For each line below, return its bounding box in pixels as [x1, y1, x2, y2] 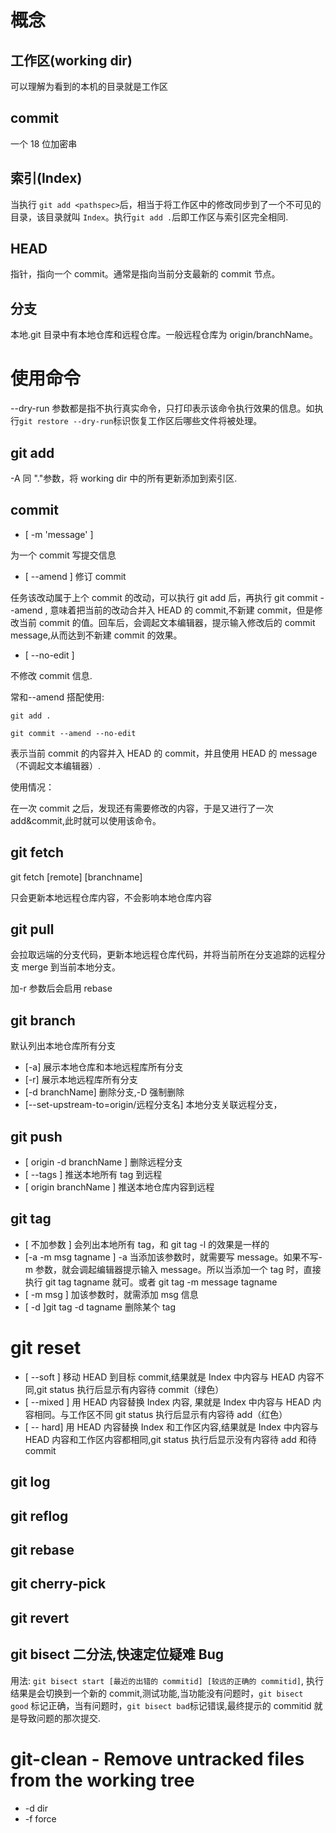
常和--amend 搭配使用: [10, 691, 105, 703]
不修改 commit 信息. [10, 669, 93, 681]
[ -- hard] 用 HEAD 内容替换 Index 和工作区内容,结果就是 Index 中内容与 [24, 1421, 319, 1433]
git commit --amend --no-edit [10, 728, 137, 738]
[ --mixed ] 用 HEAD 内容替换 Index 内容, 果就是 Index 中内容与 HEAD [24, 1396, 311, 1408]
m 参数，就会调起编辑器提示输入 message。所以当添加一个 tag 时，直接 [24, 1263, 322, 1275]
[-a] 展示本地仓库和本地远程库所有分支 [24, 1061, 184, 1073]
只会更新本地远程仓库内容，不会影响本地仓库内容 [10, 891, 212, 903]
